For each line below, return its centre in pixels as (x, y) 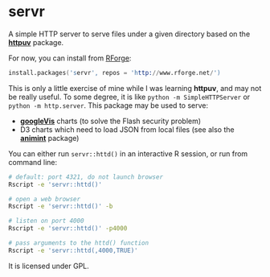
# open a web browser (45, 199)
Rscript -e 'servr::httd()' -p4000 (68, 229)
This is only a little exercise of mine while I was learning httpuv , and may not (135, 88)
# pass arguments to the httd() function (79, 243)
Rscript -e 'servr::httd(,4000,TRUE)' (73, 250)
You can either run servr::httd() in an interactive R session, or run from (128, 153)
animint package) (49, 138)
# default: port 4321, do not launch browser (86, 177)
